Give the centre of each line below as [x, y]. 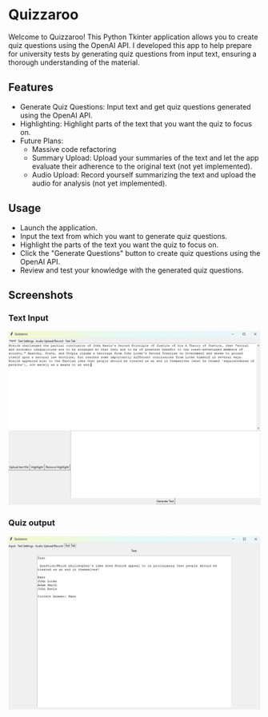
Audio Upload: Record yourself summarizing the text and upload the [144, 174]
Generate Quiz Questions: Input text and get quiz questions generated [135, 106]
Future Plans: [42, 141]
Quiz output [32, 523]
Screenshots [41, 295]
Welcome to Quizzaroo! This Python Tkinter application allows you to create [133, 37]
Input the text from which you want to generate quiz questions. [124, 236]
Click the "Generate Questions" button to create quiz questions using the [140, 253]
